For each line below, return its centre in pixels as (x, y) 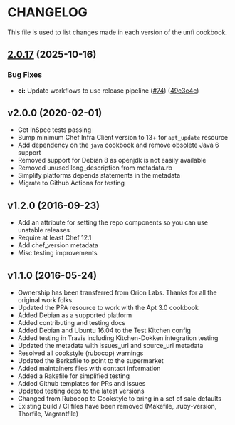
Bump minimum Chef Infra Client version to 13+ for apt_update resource (123, 138)
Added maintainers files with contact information (89, 369)
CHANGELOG (47, 12)
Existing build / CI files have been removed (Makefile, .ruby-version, (117, 406)
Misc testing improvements (57, 253)
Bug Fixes (25, 75)
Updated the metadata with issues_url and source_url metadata (110, 346)
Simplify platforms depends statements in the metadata (99, 175)
